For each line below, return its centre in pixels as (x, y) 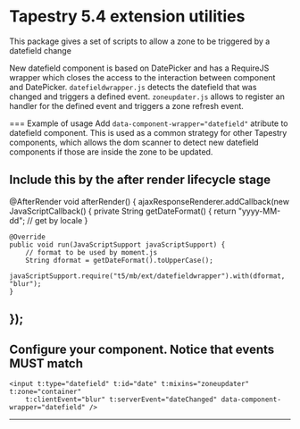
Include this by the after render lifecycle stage (140, 180)
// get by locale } (57, 220)
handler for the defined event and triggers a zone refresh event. (126, 105)
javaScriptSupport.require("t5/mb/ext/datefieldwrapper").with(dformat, (147, 276)
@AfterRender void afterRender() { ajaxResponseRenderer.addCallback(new (150, 201)
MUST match (46, 363)
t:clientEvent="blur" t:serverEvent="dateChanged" (121, 400)
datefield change (40, 50)
